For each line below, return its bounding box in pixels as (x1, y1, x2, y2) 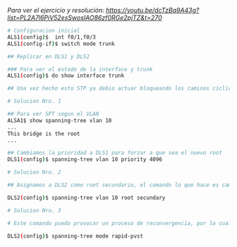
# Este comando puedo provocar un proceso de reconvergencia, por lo (7, 219, 217, 227)
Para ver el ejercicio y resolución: (7, 6, 104, 14)
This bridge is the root (7, 130, 80, 137)
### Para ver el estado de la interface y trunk (7, 66, 153, 73)
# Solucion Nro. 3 (7, 207, 61, 214)
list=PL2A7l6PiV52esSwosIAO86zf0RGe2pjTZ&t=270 (7, 13, 162, 22)
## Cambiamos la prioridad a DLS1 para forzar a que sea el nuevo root (7, 150, 222, 157)
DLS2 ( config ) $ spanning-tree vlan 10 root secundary (7, 194, 166, 201)
